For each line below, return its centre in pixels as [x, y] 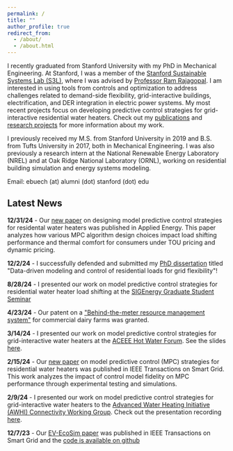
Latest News [35, 204]
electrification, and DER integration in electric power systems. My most [109, 103]
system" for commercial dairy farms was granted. [78, 319]
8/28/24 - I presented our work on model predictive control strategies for [112, 284]
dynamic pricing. [31, 250]
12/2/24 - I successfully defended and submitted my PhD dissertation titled [115, 263]
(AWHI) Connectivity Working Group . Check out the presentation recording [114, 412]
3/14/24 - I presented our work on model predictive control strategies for [112, 333]
